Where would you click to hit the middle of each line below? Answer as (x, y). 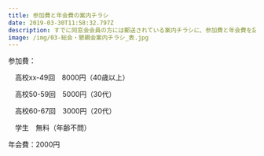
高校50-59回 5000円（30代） (65, 95)
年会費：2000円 (34, 145)
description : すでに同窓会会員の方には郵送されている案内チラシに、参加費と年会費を (130, 30)
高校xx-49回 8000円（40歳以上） (72, 78)
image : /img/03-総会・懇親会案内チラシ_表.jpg (79, 37)
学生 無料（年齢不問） (53, 128)
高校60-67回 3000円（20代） (65, 111)
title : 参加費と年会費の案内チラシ (59, 15)
